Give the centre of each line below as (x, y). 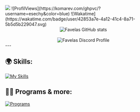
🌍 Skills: (19, 62)
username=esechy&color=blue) (37, 14)
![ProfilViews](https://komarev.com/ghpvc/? (56, 8)
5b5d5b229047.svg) (26, 24)
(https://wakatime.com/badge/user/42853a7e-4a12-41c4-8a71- (70, 19)
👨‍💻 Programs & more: (39, 92)
